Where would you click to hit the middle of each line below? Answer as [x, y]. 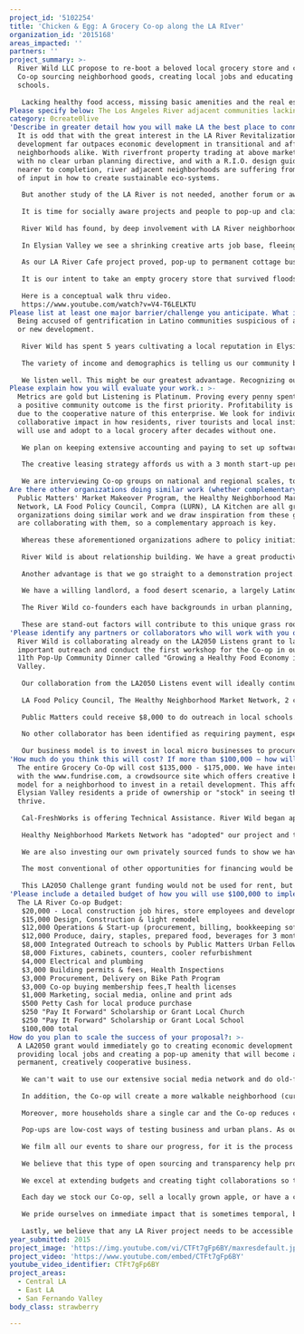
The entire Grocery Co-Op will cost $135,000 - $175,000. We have [145, 768]
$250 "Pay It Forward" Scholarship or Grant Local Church [133, 1012]
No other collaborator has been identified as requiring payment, [149, 734]
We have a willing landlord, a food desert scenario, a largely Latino [159, 591]
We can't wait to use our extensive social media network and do [147, 1079]
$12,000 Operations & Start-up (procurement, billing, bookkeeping [151, 928]
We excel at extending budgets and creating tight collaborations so [155, 1180]
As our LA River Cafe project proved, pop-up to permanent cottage [151, 262]
